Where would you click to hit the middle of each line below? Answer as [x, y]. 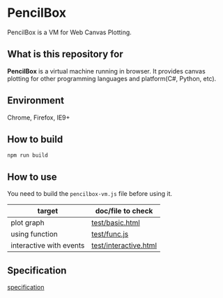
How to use [32, 177]
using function [34, 234]
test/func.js [110, 234]
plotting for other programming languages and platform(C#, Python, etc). [112, 78]
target [48, 211]
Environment [36, 100]
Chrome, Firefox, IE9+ [39, 118]
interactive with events [48, 246]
